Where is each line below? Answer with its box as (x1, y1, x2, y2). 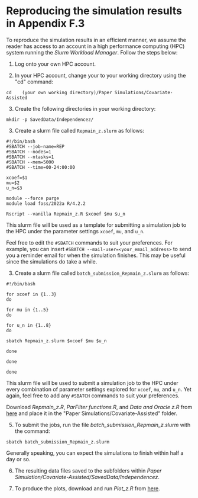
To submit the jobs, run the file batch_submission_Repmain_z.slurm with (14, 421, 191, 428)
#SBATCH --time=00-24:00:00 (6, 164, 76, 170)
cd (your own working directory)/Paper (6, 89, 112, 95)
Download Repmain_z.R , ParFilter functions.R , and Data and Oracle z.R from (6, 403, 193, 410)
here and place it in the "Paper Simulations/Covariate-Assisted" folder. (6, 410, 177, 417)
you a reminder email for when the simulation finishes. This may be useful (6, 252, 186, 259)
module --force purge (6, 195, 60, 201)
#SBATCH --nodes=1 (6, 149, 51, 155)
